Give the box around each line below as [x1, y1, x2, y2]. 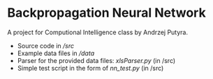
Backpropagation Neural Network [7, 5, 206, 21]
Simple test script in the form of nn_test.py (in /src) [17, 64, 164, 72]
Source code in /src [17, 41, 75, 50]
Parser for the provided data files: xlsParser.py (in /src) [17, 56, 176, 64]
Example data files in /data [17, 49, 95, 57]
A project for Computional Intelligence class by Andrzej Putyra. [7, 28, 189, 36]
